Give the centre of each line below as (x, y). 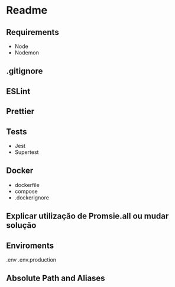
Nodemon (27, 53)
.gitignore (25, 71)
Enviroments (30, 245)
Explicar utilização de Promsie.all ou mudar (87, 216)
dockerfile (27, 185)
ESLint (18, 91)
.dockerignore (32, 197)
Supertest (27, 152)
